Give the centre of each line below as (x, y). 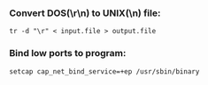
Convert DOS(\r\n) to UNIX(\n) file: (85, 13)
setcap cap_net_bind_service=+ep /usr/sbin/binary (104, 71)
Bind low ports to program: (68, 53)
